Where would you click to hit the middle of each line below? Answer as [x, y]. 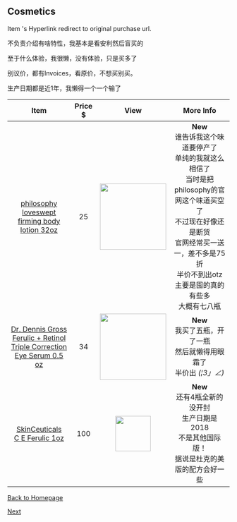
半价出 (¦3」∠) [200, 372]
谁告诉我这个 [196, 137]
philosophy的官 [200, 190]
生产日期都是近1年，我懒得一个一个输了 [64, 88]
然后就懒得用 [196, 351]
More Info [200, 110]
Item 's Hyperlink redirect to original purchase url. [79, 28]
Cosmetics [32, 12]
